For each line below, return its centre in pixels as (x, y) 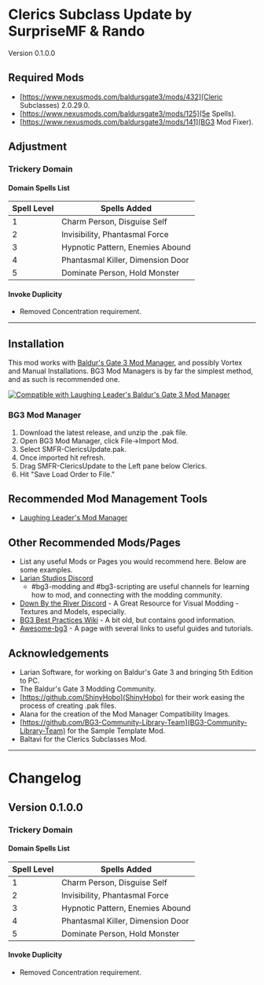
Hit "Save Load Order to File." (67, 474)
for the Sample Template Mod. (116, 731)
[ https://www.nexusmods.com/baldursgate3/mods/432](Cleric (121, 97)
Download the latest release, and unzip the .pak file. (104, 432)
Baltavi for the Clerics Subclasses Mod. (83, 739)
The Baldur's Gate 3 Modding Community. (88, 689)
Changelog (45, 778)
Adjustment (38, 147)
